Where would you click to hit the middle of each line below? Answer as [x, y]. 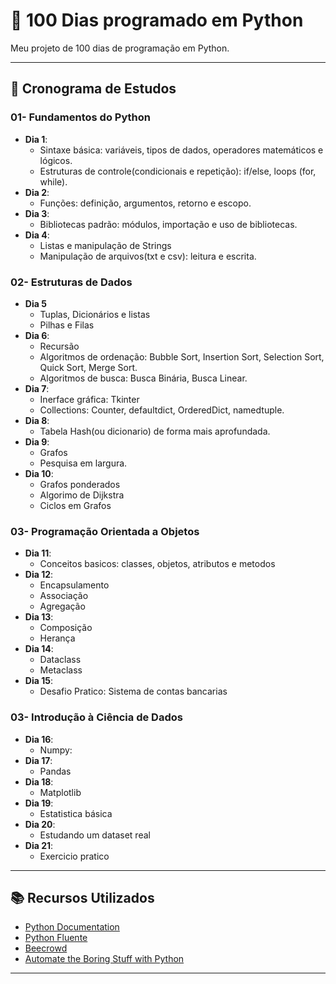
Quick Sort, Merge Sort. [88, 367]
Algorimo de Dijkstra [82, 495]
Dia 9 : [37, 441]
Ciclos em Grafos [75, 505]
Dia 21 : [39, 845]
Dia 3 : [37, 213]
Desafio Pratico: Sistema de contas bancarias [133, 691]
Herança [57, 638]
